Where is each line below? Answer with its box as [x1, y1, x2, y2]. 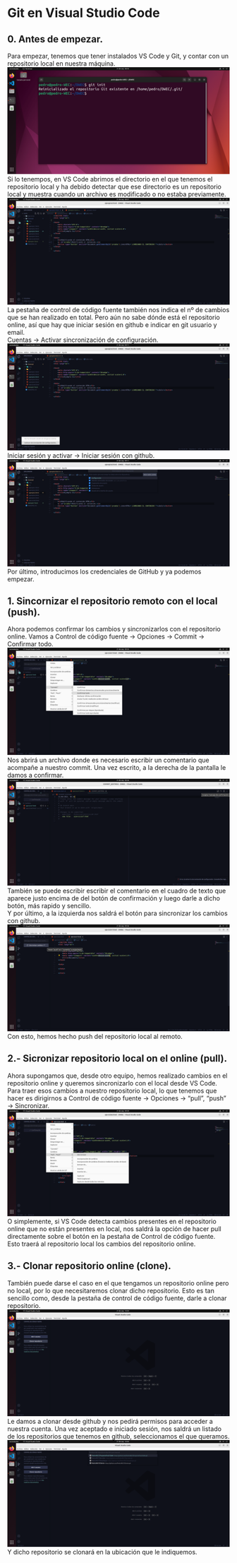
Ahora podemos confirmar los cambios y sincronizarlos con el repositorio [7, 625, 221, 634]
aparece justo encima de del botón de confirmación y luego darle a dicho [7, 893, 221, 902]
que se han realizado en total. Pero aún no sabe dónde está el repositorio [7, 313, 220, 322]
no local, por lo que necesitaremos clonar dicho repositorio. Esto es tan [7, 1286, 215, 1295]
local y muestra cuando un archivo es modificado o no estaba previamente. [7, 190, 226, 198]
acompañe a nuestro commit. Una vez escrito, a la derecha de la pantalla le [7, 763, 226, 771]
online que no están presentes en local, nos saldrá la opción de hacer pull [7, 1224, 221, 1233]
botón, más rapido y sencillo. [7, 901, 92, 910]
